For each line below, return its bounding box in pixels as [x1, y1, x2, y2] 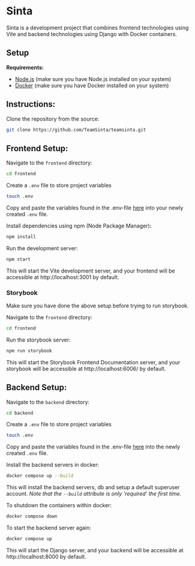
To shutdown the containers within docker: [6, 502, 112, 509]
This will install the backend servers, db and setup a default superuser [6, 484, 180, 491]
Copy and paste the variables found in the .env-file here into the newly [6, 443, 181, 451]
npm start [6, 256, 31, 262]
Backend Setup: [6, 382, 67, 393]
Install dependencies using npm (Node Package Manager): [6, 222, 152, 229]
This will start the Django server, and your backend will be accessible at [6, 546, 184, 553]
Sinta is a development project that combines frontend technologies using [6, 24, 189, 31]
